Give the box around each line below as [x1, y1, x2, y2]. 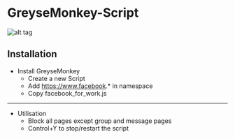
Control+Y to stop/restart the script [27, 124, 129, 132]
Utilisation [17, 109, 47, 117]
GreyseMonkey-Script [7, 5, 139, 21]
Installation [7, 48, 57, 60]
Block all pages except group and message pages [27, 117, 172, 125]
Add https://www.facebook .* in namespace [27, 82, 153, 90]
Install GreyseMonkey [17, 66, 80, 75]
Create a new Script [27, 74, 85, 82]
